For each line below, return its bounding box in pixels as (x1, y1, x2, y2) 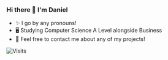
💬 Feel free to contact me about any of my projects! (15, 36, 145, 43)
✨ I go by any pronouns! (15, 20, 77, 27)
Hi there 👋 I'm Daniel (6, 6, 69, 14)
